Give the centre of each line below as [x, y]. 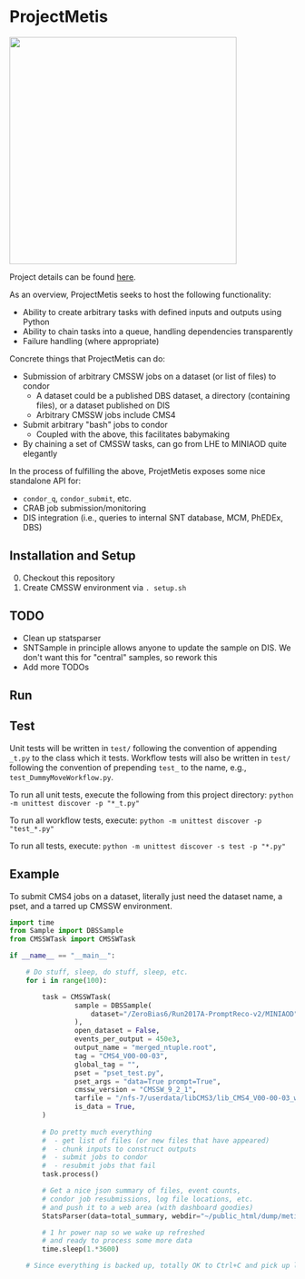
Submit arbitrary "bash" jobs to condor [95, 424]
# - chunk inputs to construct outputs [119, 1149]
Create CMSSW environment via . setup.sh [104, 587]
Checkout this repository [69, 578]
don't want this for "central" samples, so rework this [120, 657]
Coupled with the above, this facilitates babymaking [133, 434]
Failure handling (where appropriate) [91, 341]
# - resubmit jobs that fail [99, 1166]
